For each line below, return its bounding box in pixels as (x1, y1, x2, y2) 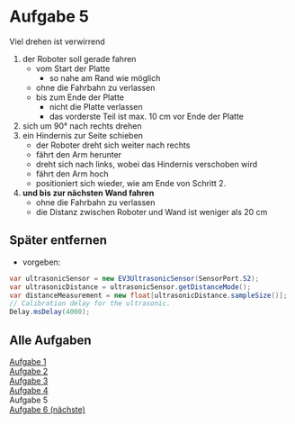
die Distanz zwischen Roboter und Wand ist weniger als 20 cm (35, 206, 268, 217)
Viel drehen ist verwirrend (9, 36, 105, 47)
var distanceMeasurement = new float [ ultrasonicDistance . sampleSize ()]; (9, 291, 288, 300)
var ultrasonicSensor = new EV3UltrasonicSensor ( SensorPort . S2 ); (9, 274, 259, 283)
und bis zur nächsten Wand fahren (22, 187, 155, 198)
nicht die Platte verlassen (49, 101, 143, 112)
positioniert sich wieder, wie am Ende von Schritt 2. (35, 177, 227, 188)
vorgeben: (22, 257, 61, 267)
